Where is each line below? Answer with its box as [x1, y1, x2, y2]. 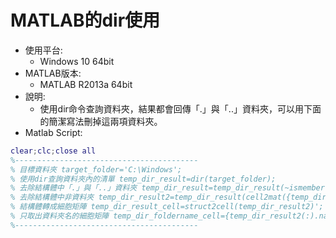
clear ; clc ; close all [10, 146, 97, 156]
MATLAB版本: [24, 67, 82, 79]
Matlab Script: [24, 126, 83, 138]
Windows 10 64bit [39, 55, 115, 67]
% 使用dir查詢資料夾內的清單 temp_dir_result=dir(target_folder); [10, 174, 277, 184]
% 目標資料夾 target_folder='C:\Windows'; [10, 164, 183, 175]
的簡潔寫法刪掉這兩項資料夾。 [39, 115, 163, 127]
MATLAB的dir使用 [10, 9, 161, 32]
